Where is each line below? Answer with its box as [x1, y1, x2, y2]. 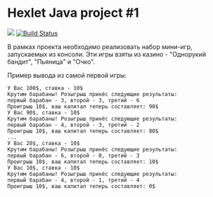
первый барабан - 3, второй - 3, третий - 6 [7, 97, 140, 104]
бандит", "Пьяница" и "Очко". [7, 57, 96, 66]
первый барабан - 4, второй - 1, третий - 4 [7, 177, 140, 184]
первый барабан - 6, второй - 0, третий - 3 [7, 152, 140, 159]
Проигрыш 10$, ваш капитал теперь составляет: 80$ [7, 128, 159, 135]
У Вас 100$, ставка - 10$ [7, 84, 83, 92]
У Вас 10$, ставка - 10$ [7, 164, 80, 171]
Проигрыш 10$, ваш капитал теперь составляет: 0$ [7, 182, 156, 190]
